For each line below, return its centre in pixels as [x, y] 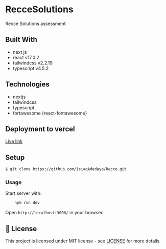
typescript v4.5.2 [31, 68]
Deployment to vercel [40, 129]
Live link [14, 141]
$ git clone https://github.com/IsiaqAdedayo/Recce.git [66, 169]
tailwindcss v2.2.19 [32, 63]
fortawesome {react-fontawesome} [50, 113]
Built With [21, 40]
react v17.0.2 [26, 57]
